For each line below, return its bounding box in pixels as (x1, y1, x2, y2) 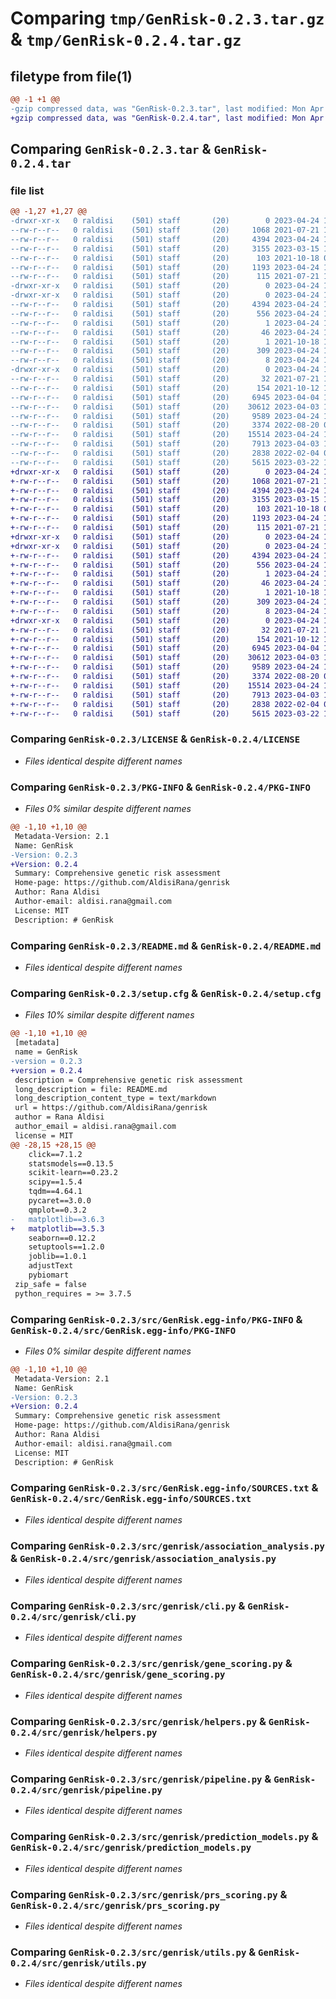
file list (10, 183, 45, 197)
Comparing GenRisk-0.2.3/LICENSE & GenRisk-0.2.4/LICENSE (10, 732, 301, 746)
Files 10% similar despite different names (24, 1009, 195, 1021)
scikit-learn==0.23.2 (28, 1168, 118, 1178)
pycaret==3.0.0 (28, 1196, 92, 1206)
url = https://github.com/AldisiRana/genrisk (14, 1103, 208, 1113)
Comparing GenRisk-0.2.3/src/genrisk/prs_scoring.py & (10, 1887, 288, 1901)
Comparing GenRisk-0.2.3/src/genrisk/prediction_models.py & (10, 1830, 319, 1844)
